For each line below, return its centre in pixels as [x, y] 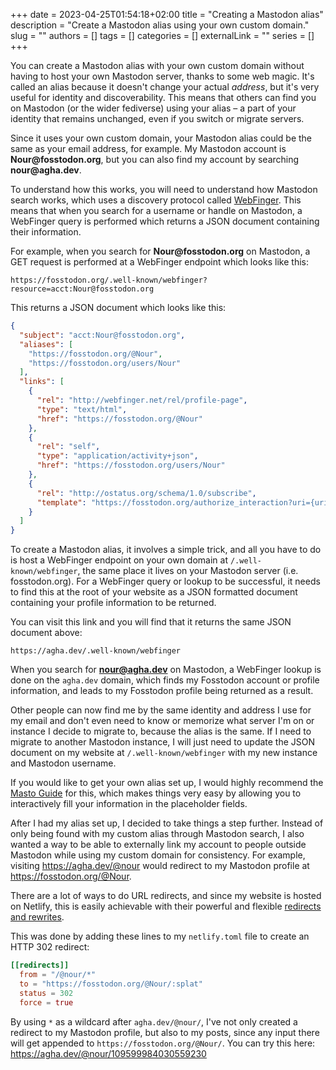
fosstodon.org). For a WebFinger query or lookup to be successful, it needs [165, 581]
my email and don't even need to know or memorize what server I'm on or [162, 721]
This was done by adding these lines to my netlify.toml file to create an [160, 936]
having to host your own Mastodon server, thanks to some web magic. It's [162, 76]
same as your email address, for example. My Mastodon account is [148, 148]
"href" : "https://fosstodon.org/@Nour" [119, 419]
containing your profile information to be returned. [113, 603]
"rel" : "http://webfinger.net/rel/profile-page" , [142, 400]
